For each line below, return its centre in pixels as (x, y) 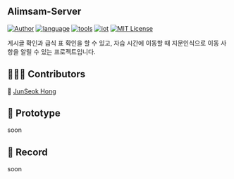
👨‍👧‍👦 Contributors (47, 74)
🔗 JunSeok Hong (32, 91)
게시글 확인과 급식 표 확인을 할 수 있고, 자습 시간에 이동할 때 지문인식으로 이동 (113, 43)
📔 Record (27, 152)
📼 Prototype (34, 113)
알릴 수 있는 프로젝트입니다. (58, 51)
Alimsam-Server (44, 12)
